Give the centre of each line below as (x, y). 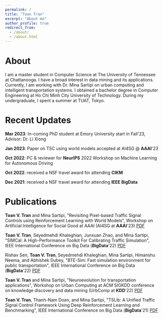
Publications (31, 201)
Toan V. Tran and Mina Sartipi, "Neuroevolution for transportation (71, 280)
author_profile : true (27, 23)
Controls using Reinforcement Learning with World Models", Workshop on (79, 220)
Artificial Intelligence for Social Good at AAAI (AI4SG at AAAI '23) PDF (75, 226)
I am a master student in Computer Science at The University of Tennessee (80, 74)
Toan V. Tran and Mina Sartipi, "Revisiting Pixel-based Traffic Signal (73, 215)
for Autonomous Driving (29, 163)
